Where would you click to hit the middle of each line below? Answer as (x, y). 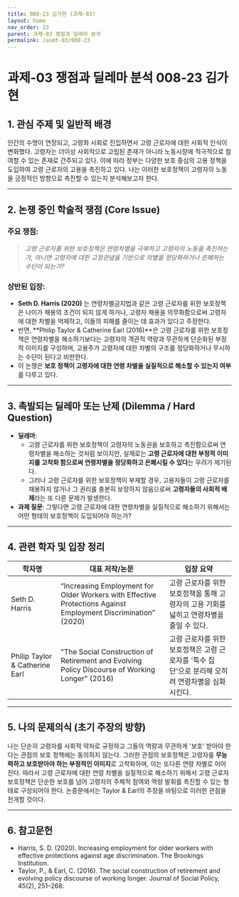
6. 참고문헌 (30, 830)
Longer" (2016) (87, 678)
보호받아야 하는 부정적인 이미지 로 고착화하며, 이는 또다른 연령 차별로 (119, 764)
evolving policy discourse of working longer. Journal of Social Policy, (119, 878)
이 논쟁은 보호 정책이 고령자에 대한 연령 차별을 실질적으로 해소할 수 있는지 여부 (124, 366)
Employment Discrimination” (107, 612)
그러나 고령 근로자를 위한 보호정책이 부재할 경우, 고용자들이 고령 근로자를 (129, 480)
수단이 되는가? (45, 266)
